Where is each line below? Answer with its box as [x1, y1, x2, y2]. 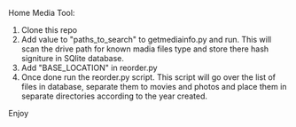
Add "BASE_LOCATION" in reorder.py [20, 62, 158, 73]
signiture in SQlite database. [20, 53, 125, 63]
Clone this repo [20, 25, 77, 35]
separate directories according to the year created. [20, 91, 208, 101]
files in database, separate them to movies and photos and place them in [20, 82, 287, 91]
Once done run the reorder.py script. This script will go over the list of [20, 72, 277, 83]
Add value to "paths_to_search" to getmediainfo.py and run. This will [20, 35, 272, 44]
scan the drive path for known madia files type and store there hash [20, 44, 269, 54]
